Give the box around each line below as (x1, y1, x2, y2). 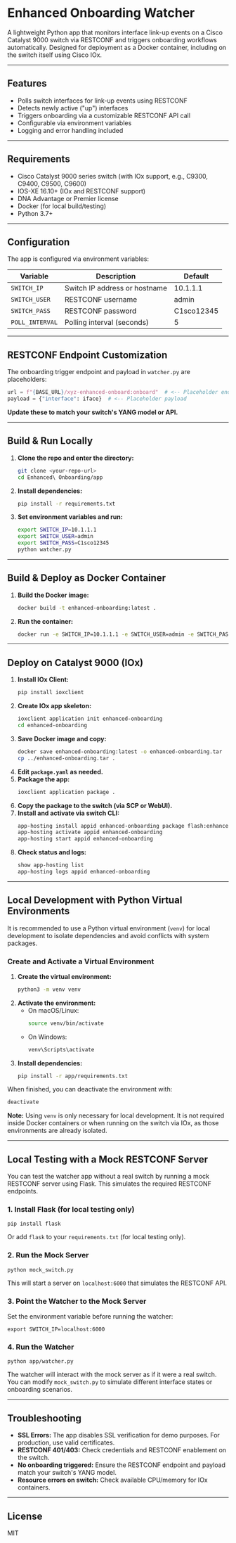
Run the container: (17, 617, 74, 625)
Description (96, 271, 136, 281)
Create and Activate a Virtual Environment (7, 956, 155, 966)
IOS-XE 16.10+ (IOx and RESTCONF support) (17, 186, 146, 195)
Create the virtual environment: (17, 972, 112, 980)
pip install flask (7, 1220, 61, 1228)
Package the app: (17, 775, 70, 783)
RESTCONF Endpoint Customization (7, 349, 168, 361)
